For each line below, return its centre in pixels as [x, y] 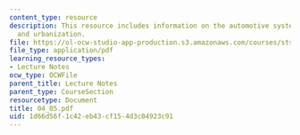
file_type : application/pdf [62, 51]
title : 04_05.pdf [42, 108]
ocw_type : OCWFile [43, 75]
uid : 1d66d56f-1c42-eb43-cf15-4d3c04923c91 [92, 116]
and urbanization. [52, 34]
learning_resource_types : [57, 59]
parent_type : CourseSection [62, 91]
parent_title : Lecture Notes [63, 83]
